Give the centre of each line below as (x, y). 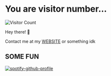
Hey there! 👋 (18, 32)
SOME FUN (22, 57)
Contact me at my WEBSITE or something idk (50, 41)
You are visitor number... (56, 9)
